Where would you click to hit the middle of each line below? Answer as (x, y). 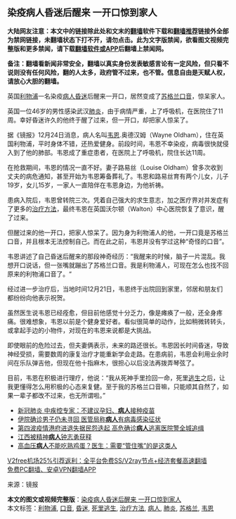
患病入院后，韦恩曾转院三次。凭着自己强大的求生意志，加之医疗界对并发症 (115, 200)
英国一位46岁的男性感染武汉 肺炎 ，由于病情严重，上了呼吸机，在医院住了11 (115, 111)
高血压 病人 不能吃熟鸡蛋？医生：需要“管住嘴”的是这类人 (97, 445)
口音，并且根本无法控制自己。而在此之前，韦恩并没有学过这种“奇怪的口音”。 (118, 241)
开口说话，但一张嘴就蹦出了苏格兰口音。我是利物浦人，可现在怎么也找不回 (121, 265)
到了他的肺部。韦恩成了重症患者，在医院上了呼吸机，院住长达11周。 (111, 152)
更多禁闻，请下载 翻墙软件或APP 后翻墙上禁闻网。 (97, 49)
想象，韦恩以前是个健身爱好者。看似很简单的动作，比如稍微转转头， (130, 321)
